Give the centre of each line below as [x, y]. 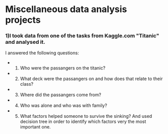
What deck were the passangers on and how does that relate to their [91, 79]
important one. [35, 127]
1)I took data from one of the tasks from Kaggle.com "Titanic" [82, 36]
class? [27, 84]
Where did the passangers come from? [61, 95]
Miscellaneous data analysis [66, 9]
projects [23, 20]
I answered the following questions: [42, 53]
